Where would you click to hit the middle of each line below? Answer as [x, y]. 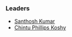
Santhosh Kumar [35, 21]
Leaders [18, 8]
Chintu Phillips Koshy [40, 27]
